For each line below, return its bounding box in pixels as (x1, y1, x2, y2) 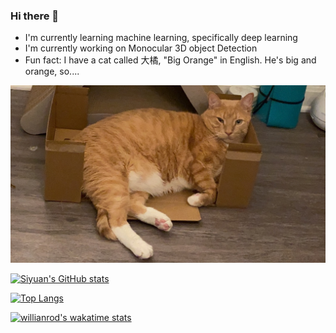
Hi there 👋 (10, 9, 60, 23)
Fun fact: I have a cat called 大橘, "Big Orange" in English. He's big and (24, 54, 317, 66)
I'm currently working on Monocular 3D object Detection (24, 42, 258, 54)
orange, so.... (24, 65, 80, 78)
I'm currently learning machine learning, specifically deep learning (24, 32, 298, 44)
